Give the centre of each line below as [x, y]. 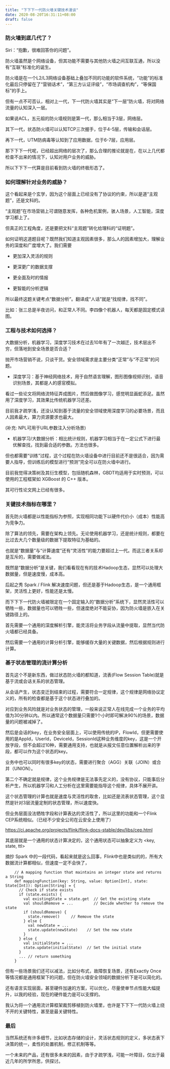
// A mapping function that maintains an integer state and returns [88, 872]
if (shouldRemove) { [45, 912]
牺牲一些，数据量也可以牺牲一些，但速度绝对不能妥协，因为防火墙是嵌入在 [83, 608]
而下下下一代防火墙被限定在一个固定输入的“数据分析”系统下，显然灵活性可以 [85, 602]
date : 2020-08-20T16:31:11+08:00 [40, 15]
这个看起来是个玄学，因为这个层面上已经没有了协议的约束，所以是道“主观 [82, 194]
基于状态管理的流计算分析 [36, 663]
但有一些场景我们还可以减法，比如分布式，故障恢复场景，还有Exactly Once [83, 971]
